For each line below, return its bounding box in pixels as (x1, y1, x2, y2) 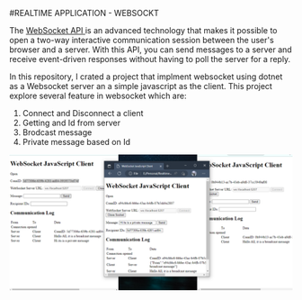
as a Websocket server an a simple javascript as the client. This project (9, 81, 272, 91)
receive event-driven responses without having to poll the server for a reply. (9, 54, 291, 64)
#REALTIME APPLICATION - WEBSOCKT (9, 8, 160, 18)
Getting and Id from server (22, 117, 121, 128)
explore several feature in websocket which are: (9, 90, 187, 101)
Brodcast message (22, 127, 93, 138)
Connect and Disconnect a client (22, 108, 144, 118)
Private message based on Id (22, 137, 131, 147)
